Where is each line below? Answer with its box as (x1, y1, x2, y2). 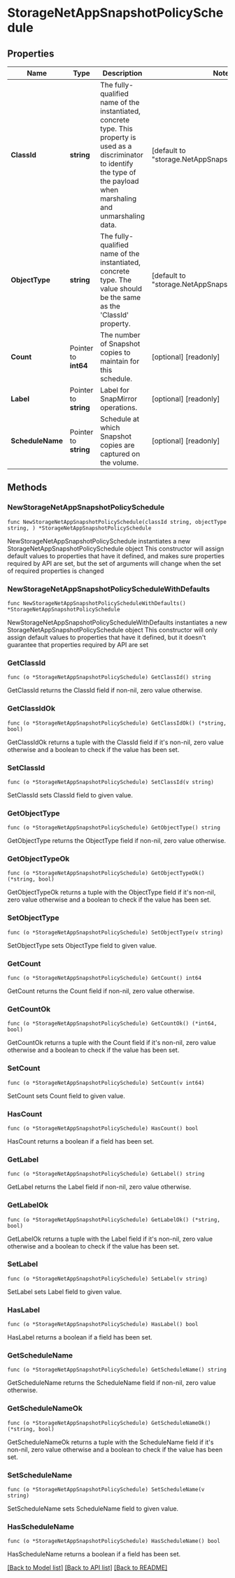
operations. (100, 403, 138, 412)
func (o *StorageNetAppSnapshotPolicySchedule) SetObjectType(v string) (7, 929, 224, 936)
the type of (100, 168, 136, 177)
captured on (100, 449, 141, 459)
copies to (100, 348, 131, 357)
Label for (100, 385, 129, 395)
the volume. (100, 458, 138, 467)
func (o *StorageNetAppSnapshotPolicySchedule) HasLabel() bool (7, 1321, 199, 1328)
